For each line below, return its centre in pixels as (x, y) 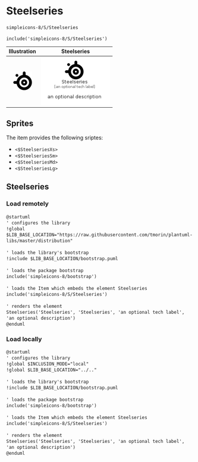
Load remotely (28, 204)
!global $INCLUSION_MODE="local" (48, 364)
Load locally (24, 339)
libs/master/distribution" (40, 241)
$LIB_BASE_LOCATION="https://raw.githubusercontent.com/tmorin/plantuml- (100, 235)
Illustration (23, 51)
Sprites (20, 123)
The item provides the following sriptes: (55, 138)
